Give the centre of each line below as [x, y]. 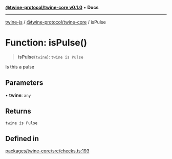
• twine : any [18, 95]
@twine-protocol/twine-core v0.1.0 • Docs [52, 7]
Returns [18, 111]
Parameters [24, 83]
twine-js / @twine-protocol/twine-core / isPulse [56, 22]
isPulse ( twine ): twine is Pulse [50, 57]
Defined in [22, 138]
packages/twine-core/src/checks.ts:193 [47, 151]
